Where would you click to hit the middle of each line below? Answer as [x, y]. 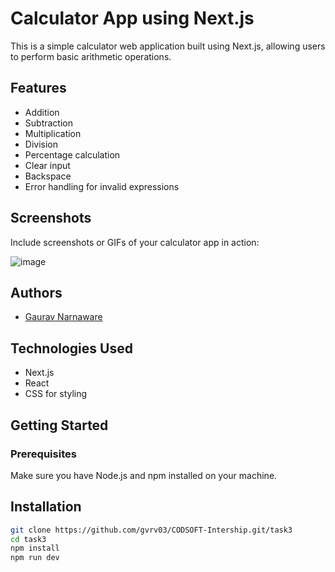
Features [38, 88]
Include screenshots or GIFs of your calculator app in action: [135, 242]
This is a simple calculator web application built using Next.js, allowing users [168, 46]
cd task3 [28, 539]
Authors [36, 292]
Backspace [48, 176]
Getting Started [59, 425]
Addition [42, 112]
